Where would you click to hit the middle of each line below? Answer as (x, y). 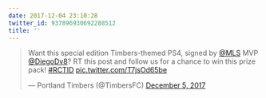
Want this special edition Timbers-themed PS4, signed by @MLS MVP (143, 53)
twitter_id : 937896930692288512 (62, 23)
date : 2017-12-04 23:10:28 (53, 16)
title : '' (25, 30)
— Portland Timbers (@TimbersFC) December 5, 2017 (117, 85)
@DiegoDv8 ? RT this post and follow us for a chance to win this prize (142, 61)
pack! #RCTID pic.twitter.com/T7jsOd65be (97, 70)
